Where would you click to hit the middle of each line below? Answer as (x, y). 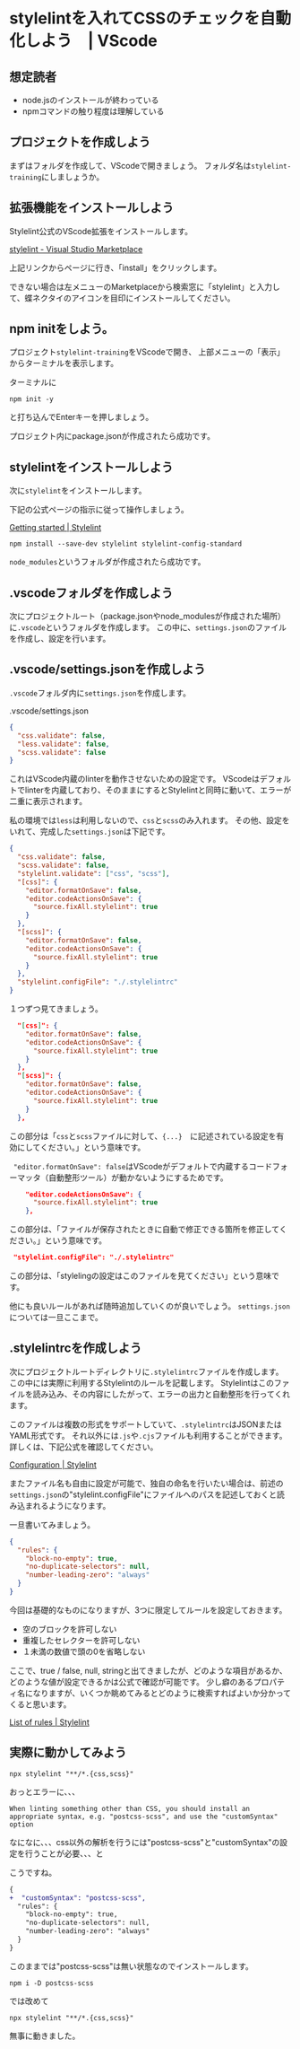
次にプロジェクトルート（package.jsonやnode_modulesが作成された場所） (148, 617)
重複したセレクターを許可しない (81, 1640)
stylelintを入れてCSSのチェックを (135, 18)
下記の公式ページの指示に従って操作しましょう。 (99, 510)
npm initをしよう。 (62, 329)
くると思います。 (40, 1704)
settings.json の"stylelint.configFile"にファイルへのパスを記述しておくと (143, 1494)
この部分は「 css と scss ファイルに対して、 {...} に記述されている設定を (143, 1135)
